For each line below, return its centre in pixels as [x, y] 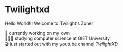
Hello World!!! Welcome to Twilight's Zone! [49, 23]
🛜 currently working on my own [37, 33]
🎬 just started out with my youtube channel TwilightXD [61, 44]
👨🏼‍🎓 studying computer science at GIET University [57, 38]
